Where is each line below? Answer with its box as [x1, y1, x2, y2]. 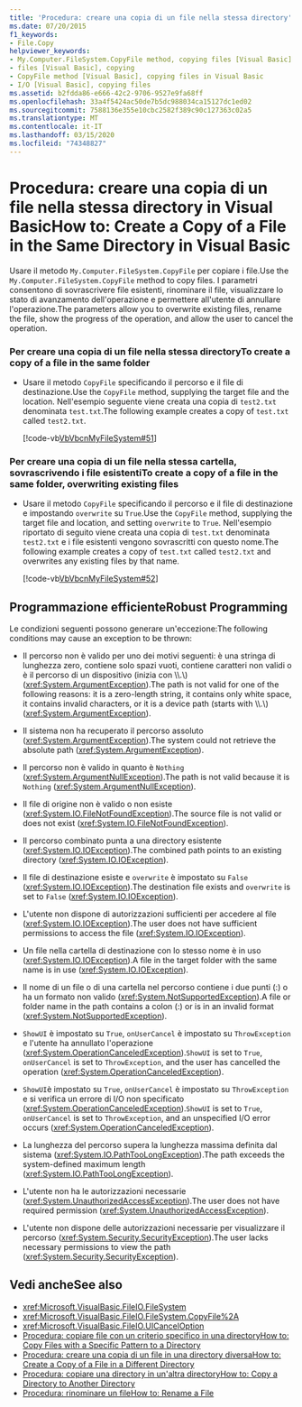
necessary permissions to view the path [22, 1242, 171, 1253]
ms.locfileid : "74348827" [9, 139, 106, 148]
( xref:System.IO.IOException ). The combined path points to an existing [22, 845, 282, 856]
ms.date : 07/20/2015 [9, 22, 87, 31]
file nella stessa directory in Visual [9, 197, 273, 217]
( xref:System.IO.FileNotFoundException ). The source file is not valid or [22, 808, 282, 819]
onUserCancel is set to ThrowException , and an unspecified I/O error [22, 1113, 271, 1124]
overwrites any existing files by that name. [22, 556, 180, 566]
